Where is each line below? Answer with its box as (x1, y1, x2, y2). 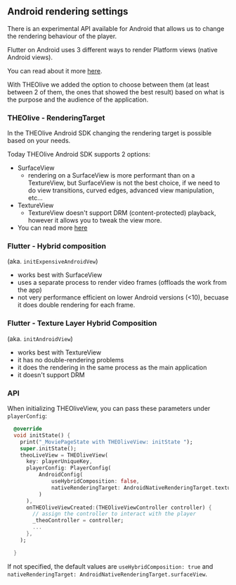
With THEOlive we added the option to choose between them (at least (7, 80, 209, 89)
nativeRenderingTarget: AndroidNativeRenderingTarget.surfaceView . (7, 569, 208, 578)
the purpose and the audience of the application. (7, 95, 149, 104)
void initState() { (13, 431, 71, 439)
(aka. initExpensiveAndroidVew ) (7, 257, 98, 266)
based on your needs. (7, 137, 71, 145)
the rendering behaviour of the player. (7, 32, 117, 40)
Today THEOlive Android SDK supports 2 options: (7, 150, 151, 159)
